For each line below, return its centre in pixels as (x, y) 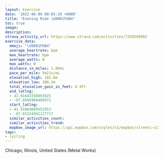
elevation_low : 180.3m (32, 82)
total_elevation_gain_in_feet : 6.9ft (48, 87)
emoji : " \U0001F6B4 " (30, 46)
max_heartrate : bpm (29, 55)
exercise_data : (20, 41)
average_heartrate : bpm (33, 50)
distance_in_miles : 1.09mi (37, 69)
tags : (10, 132)
